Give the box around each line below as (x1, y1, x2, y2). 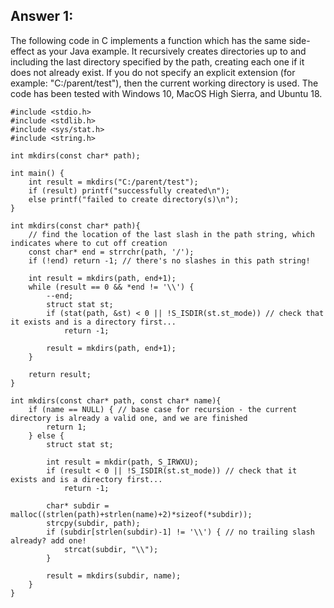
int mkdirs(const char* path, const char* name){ (10, 395, 222, 406)
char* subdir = (46, 500, 110, 511)
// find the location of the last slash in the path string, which (28, 229, 315, 239)
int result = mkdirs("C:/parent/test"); (28, 177, 199, 187)
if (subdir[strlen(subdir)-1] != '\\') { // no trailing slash (46, 527, 315, 537)
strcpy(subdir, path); (46, 518, 141, 528)
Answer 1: (10, 8, 74, 25)
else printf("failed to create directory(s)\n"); (28, 194, 240, 204)
